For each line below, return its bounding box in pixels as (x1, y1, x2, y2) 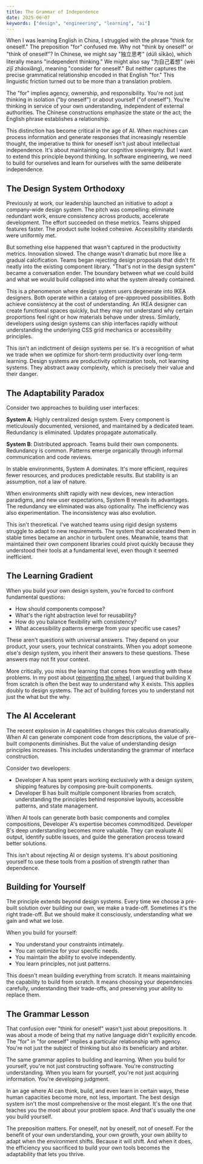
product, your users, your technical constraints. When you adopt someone (6, 642, 192, 650)
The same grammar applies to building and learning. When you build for (6, 1056, 186, 1063)
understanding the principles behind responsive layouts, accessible (15, 795, 184, 803)
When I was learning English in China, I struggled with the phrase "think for (6, 37, 194, 44)
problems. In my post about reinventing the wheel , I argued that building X (6, 673, 191, 681)
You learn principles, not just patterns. (15, 960, 111, 967)
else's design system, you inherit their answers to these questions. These (6, 649, 190, 656)
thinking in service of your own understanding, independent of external (6, 103, 184, 110)
